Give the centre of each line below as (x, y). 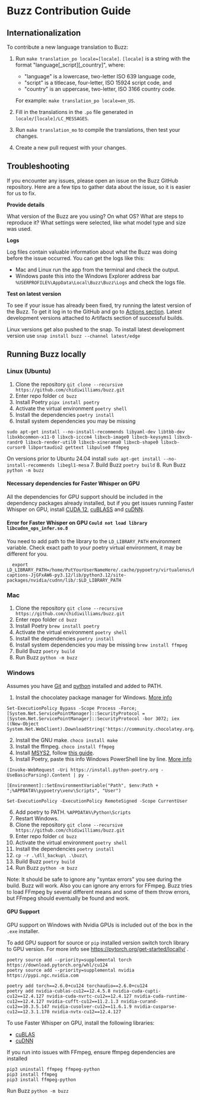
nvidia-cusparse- (155, 1007)
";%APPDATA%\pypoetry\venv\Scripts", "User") (64, 791)
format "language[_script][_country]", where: (70, 65)
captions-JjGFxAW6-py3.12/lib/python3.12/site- (67, 575)
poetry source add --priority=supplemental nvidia (71, 970)
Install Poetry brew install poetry (57, 626)
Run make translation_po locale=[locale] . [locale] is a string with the (103, 58)
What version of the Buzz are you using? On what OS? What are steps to (95, 216)
